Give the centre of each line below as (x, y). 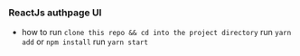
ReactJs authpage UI (55, 13)
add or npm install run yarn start (84, 42)
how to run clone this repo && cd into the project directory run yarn (156, 33)
